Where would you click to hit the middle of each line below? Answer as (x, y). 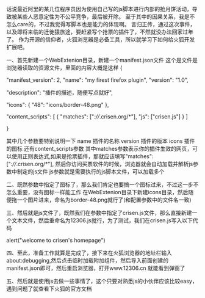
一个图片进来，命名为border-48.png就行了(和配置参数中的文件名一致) (104, 200)
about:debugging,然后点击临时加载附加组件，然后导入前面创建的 (88, 260)
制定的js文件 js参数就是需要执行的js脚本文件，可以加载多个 (91, 172)
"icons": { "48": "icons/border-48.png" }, (58, 105)
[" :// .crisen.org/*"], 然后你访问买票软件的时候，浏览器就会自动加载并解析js (100, 164)
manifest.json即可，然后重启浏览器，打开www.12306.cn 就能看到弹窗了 (96, 268)
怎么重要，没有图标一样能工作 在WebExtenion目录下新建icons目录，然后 (97, 192)
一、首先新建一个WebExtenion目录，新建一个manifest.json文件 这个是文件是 (102, 60)
